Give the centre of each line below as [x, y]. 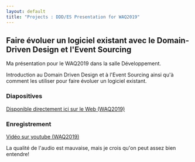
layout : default [26, 11]
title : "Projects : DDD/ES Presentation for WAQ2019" [73, 17]
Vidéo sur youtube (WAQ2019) [43, 136]
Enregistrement [29, 124]
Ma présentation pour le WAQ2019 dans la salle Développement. [84, 64]
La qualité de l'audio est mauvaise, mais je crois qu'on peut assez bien [91, 148]
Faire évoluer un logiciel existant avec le [81, 40]
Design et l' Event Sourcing [82, 49]
